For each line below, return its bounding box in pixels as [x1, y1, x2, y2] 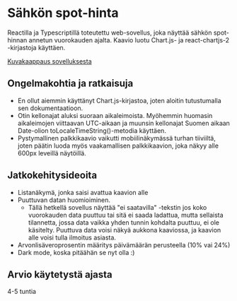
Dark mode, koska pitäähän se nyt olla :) [17, 248, 135, 256]
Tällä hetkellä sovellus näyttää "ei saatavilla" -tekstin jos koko [28, 203, 207, 211]
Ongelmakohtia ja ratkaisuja [7, 78, 134, 90]
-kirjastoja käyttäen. [7, 43, 66, 52]
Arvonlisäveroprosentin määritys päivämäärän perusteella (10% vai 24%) [17, 240, 231, 249]
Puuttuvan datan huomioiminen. [17, 196, 111, 204]
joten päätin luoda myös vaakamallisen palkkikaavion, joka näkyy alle [17, 141, 219, 150]
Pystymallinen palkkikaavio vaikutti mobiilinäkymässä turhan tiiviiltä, [17, 134, 216, 142]
